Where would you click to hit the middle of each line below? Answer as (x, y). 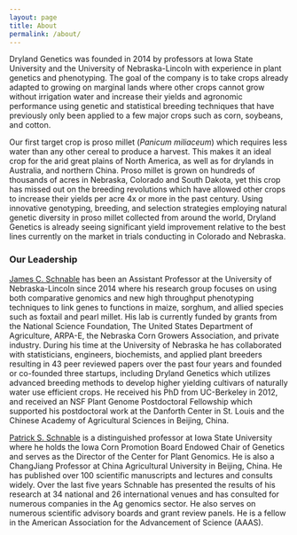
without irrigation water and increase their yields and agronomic (126, 97)
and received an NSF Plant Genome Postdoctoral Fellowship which (131, 401)
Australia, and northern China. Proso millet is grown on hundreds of (132, 170)
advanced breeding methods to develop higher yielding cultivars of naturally (148, 382)
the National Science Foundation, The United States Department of (131, 326)
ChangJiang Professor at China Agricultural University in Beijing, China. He (146, 466)
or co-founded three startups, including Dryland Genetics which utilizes (140, 373)
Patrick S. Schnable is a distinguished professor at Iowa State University (141, 437)
